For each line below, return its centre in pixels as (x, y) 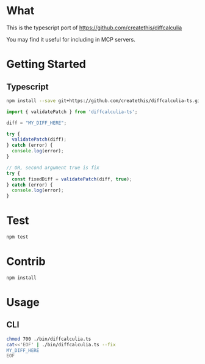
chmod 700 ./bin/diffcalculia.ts (49, 339)
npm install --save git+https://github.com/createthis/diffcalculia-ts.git (105, 101)
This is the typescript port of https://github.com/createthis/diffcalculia (94, 28)
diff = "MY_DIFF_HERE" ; (37, 123)
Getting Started (46, 64)
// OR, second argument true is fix (53, 168)
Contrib (26, 262)
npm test (17, 237)
